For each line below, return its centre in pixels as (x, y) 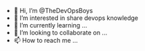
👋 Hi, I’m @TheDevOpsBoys (53, 11)
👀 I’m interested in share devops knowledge (76, 18)
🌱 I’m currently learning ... (50, 25)
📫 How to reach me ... (46, 40)
